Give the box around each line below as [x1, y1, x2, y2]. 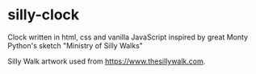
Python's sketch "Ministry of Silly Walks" [7, 40, 143, 50]
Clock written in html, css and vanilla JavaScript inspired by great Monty [7, 32, 248, 42]
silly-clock [7, 6, 80, 24]
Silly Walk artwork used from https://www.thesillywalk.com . [7, 56, 206, 66]
